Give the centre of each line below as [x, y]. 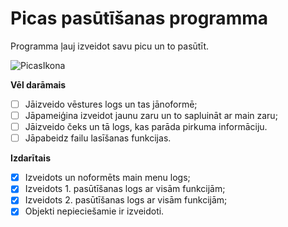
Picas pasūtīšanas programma [139, 18]
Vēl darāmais [38, 84]
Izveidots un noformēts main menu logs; [107, 178]
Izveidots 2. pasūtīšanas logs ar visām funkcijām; [126, 200]
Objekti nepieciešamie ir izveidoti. [94, 211]
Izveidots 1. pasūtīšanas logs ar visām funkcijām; [125, 189]
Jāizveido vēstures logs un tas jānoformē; [111, 104]
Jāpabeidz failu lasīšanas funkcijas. [98, 138]
